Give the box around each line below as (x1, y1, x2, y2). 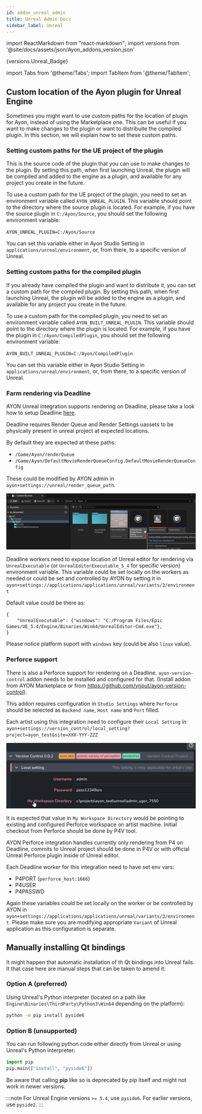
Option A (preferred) (6, 980, 67, 988)
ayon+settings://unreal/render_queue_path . (6, 482, 116, 489)
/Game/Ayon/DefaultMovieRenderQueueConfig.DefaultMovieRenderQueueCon (14, 458, 196, 464)
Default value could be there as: (6, 599, 85, 606)
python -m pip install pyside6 (6, 1012, 85, 1018)
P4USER (14, 881, 36, 888)
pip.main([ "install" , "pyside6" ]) (6, 1065, 93, 1071)
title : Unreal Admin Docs (6, 16, 71, 22)
